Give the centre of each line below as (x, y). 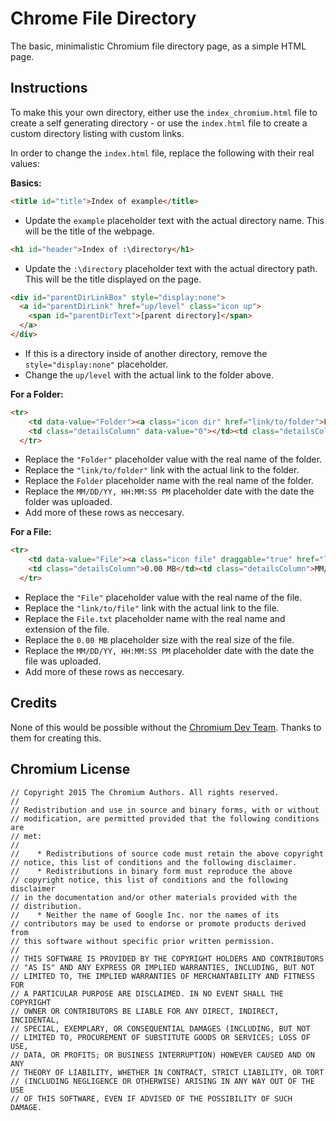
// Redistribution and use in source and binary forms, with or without (165, 810)
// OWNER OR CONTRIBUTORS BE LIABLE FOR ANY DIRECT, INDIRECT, (145, 1011)
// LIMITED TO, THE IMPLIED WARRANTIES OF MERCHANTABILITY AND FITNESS (162, 976)
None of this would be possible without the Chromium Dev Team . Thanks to (166, 727)
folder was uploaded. (68, 502)
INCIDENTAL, (35, 1020)
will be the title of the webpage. (89, 231)
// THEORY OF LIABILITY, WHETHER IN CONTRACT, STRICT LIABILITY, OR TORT (167, 1072)
